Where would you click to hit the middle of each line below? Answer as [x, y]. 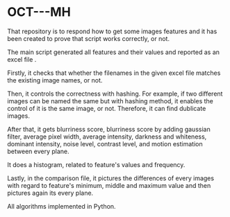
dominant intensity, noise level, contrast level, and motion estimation [105, 144]
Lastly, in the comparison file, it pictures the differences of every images [110, 178]
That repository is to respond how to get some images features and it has [112, 31]
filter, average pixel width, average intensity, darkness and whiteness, [107, 137]
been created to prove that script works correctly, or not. [89, 38]
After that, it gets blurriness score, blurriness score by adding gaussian [109, 129]
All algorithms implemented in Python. [61, 206]
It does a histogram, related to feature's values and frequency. [96, 164]
